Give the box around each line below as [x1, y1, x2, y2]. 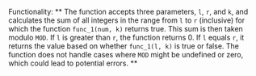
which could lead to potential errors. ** [8, 58, 138, 68]
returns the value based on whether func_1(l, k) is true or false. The [8, 41, 240, 51]
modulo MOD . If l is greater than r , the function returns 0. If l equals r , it [8, 32, 245, 42]
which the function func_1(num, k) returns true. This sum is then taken [8, 24, 244, 33]
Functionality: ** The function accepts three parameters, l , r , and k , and [8, 7, 249, 16]
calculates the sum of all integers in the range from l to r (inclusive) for [8, 15, 246, 25]
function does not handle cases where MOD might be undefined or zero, [8, 50, 244, 59]
